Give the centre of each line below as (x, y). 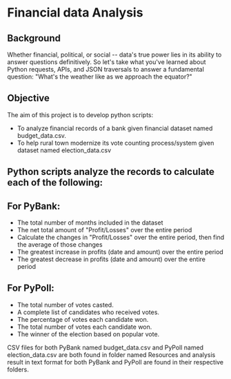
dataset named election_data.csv (64, 150)
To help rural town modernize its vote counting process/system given (115, 143)
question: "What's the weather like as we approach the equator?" (100, 76)
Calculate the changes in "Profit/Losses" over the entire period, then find (121, 237)
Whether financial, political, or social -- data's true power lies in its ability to (114, 54)
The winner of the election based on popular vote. (88, 334)
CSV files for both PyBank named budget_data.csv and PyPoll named (106, 347)
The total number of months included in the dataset (90, 223)
